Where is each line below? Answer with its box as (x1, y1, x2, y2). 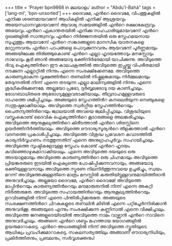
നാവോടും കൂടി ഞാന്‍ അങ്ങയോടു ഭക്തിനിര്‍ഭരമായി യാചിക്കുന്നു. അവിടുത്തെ (5, 56, 162, 62)
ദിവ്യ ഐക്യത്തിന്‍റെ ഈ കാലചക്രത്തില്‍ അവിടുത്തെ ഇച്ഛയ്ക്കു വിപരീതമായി (5, 62, 160, 68)
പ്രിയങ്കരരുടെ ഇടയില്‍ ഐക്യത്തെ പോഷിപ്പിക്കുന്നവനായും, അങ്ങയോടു (5, 160, 154, 166)
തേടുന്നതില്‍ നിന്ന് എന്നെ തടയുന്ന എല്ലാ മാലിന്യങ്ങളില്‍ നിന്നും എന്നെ (5, 79, 151, 85)
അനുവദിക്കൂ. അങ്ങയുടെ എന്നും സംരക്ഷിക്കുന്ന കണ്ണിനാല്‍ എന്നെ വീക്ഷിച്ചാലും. (5, 206, 165, 212)
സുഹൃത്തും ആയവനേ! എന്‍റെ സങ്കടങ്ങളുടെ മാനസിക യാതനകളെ (5, 39, 144, 45)
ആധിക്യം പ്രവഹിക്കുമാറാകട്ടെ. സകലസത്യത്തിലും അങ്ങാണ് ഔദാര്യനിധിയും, (5, 229, 166, 235)
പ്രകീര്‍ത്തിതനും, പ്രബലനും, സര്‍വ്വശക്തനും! (5, 235, 95, 241)
